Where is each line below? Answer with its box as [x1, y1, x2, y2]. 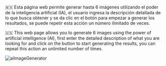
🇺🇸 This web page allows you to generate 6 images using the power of [5, 30, 152, 35]
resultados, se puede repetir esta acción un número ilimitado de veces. [5, 20, 150, 26]
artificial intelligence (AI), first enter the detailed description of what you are [5, 35, 160, 41]
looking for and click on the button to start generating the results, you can [5, 40, 156, 46]
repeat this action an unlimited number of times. [5, 46, 103, 51]
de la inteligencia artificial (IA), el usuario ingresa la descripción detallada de [5, 10, 161, 15]
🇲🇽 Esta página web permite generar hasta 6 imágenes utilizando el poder [5, 4, 159, 10]
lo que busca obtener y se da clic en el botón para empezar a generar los [5, 15, 155, 21]
